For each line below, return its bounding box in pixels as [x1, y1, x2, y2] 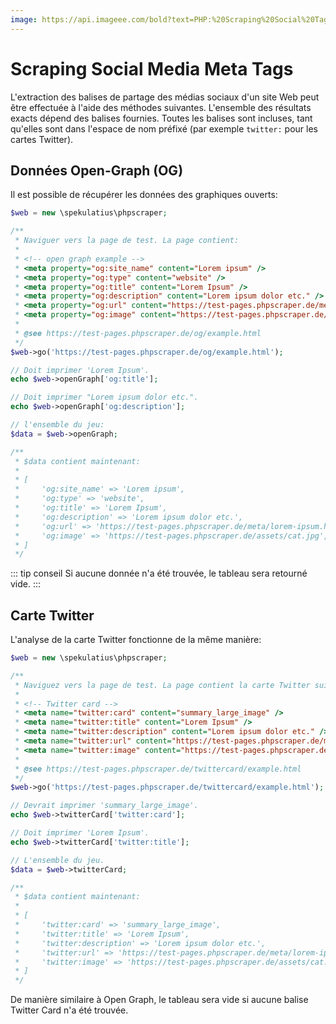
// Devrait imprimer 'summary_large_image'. [10, 801, 199, 811]
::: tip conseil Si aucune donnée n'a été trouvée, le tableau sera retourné [10, 567, 308, 580]
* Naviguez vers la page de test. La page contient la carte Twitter [14, 680, 311, 690]
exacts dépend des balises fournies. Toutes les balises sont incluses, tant [10, 112, 313, 124]
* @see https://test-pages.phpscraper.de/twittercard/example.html [14, 764, 302, 774]
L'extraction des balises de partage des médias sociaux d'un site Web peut [10, 91, 320, 103]
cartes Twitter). [10, 133, 74, 145]
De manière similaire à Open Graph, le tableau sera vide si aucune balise [10, 994, 309, 1006]
